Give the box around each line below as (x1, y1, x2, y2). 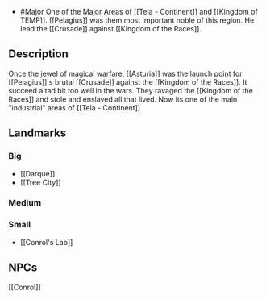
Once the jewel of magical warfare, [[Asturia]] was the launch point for (8, 69, 243, 78)
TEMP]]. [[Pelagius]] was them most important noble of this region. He (19, 15, 255, 25)
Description (8, 48, 69, 61)
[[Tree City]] (19, 177, 62, 187)
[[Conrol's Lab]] (19, 237, 73, 247)
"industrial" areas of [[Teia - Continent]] (8, 102, 141, 112)
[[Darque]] (19, 168, 56, 178)
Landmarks (8, 127, 67, 140)
